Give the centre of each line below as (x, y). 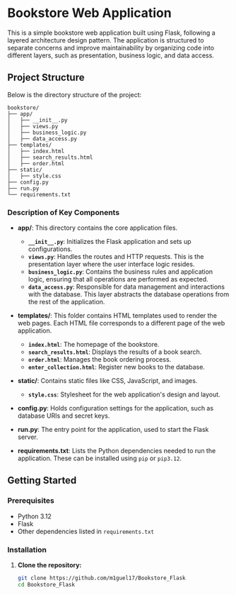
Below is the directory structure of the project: (75, 94)
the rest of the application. (66, 302)
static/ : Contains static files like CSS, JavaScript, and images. (107, 381)
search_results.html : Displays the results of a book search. (115, 352)
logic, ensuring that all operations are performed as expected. (118, 279)
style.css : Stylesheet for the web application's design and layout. (124, 394)
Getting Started (42, 480)
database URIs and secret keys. (64, 416)
